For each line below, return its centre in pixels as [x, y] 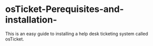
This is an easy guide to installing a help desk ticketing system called [77, 33]
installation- [31, 20]
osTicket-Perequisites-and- [65, 9]
